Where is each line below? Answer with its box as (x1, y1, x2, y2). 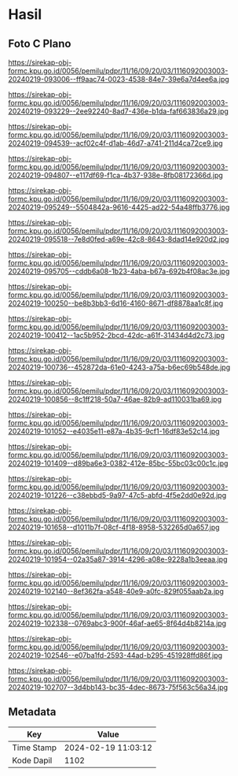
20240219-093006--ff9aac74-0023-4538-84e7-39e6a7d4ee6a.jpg (8, 75, 229, 84)
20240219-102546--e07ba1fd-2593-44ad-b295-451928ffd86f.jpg (8, 651, 222, 659)
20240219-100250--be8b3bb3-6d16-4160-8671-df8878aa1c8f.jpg (8, 299, 224, 308)
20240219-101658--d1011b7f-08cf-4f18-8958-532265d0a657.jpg (8, 522, 220, 532)
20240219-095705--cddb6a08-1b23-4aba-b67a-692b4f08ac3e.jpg (8, 266, 230, 276)
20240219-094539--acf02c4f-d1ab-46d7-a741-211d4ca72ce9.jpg (8, 139, 223, 147)
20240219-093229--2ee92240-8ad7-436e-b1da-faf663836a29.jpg (8, 106, 229, 116)
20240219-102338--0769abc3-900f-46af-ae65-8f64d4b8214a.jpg (8, 618, 226, 628)
